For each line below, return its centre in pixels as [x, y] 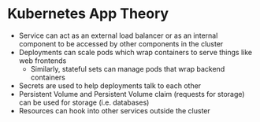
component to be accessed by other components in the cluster [121, 43]
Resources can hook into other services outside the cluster [114, 110]
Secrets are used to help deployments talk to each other [110, 85]
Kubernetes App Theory [88, 14]
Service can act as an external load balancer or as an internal [118, 35]
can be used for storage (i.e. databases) [84, 102]
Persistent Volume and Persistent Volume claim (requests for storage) [132, 94]
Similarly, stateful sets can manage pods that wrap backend [128, 68]
